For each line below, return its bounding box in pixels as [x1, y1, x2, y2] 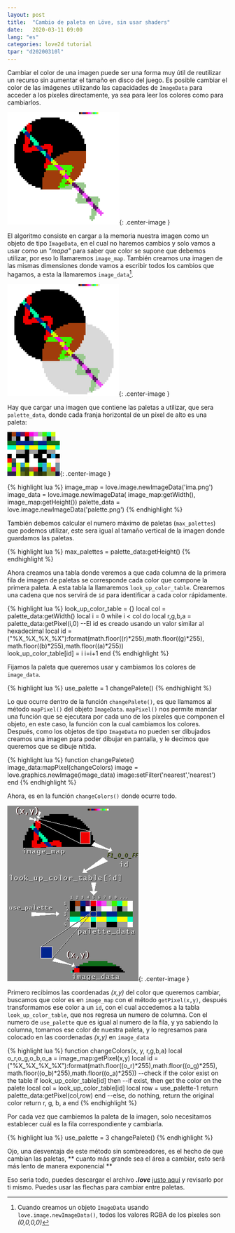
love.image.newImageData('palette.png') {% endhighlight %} [7, 505, 183, 514]
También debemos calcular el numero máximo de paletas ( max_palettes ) [7, 519, 216, 527]
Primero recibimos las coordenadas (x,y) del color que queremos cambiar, [7, 988, 221, 997]
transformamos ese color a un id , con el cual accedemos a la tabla [7, 1003, 200, 1011]
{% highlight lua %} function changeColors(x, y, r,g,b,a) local [7, 1046, 183, 1055]
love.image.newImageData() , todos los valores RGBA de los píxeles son [17, 1211, 221, 1219]
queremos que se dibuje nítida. [7, 742, 97, 750]
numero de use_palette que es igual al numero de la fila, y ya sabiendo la [7, 1018, 219, 1026]
